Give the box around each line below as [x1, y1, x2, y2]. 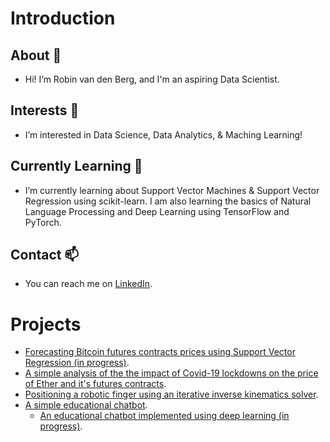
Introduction [10, 7, 116, 30]
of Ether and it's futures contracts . [24, 378, 167, 390]
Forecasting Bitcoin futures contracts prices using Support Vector [24, 346, 296, 358]
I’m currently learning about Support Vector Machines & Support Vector [24, 184, 320, 196]
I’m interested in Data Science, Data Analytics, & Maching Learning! [24, 128, 303, 141]
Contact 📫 [10, 247, 80, 264]
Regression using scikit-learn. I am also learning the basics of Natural [24, 195, 312, 207]
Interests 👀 [10, 102, 80, 119]
